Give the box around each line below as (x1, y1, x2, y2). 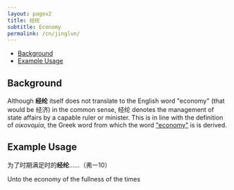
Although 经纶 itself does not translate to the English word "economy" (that (7, 96, 226, 106)
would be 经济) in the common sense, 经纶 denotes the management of (7, 106, 214, 114)
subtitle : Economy (7, 23, 61, 30)
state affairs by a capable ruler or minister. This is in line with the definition (7, 113, 223, 122)
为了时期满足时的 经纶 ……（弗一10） (7, 160, 111, 169)
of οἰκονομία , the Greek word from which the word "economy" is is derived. (7, 121, 228, 129)
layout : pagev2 (7, 10, 52, 18)
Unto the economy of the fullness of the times (7, 175, 141, 183)
